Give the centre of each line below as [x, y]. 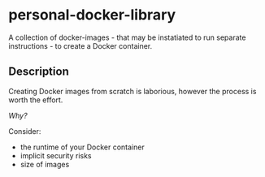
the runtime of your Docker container [82, 147]
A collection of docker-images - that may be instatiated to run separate [127, 37]
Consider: [25, 131]
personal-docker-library [92, 15]
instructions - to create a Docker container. [80, 45]
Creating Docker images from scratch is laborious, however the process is [132, 91]
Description [39, 72]
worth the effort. [36, 100]
